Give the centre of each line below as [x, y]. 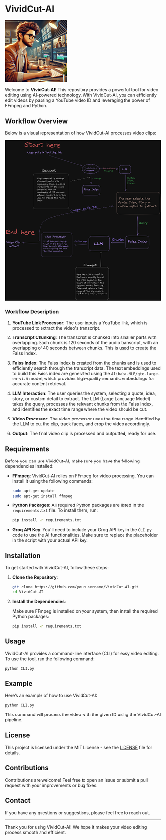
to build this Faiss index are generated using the [61, 373]
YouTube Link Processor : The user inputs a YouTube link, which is [80, 323]
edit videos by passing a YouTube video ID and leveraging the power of [78, 100]
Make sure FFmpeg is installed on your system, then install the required [85, 611]
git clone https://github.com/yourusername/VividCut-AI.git [75, 587]
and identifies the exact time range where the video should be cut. [80, 409]
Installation [23, 556]
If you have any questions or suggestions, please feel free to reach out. [78, 813]
